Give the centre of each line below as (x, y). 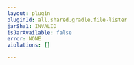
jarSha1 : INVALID (32, 26)
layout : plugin (29, 13)
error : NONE (24, 39)
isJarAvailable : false (40, 32)
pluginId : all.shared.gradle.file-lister (67, 20)
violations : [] (29, 45)
